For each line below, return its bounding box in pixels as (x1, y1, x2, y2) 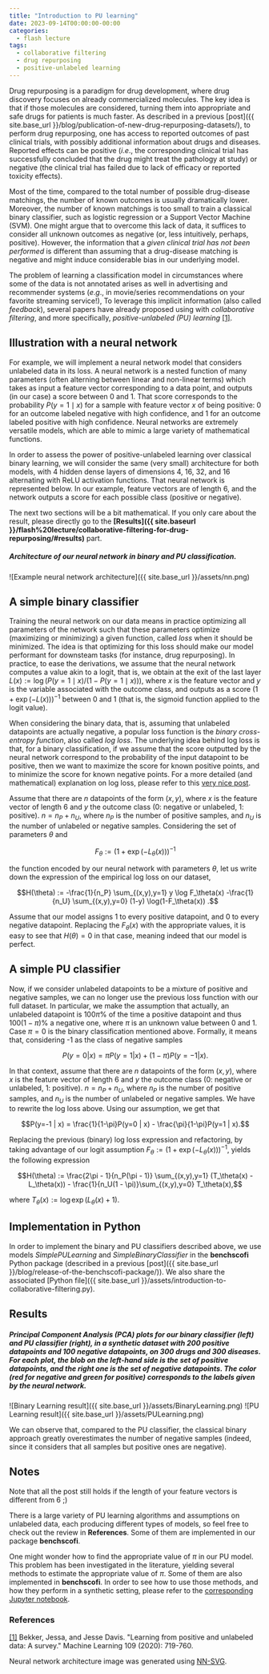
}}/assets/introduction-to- (141, 1276, 227, 1285)
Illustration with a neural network (9, 336, 179, 350)
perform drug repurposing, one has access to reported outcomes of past (9, 128, 250, 138)
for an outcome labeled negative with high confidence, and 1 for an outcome (9, 408, 261, 418)
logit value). (9, 703, 48, 712)
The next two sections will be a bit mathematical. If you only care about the (9, 507, 257, 517)
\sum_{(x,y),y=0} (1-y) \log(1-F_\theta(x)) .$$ (72, 896, 219, 906)
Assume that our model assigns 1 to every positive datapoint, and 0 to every (9, 912, 259, 922)
